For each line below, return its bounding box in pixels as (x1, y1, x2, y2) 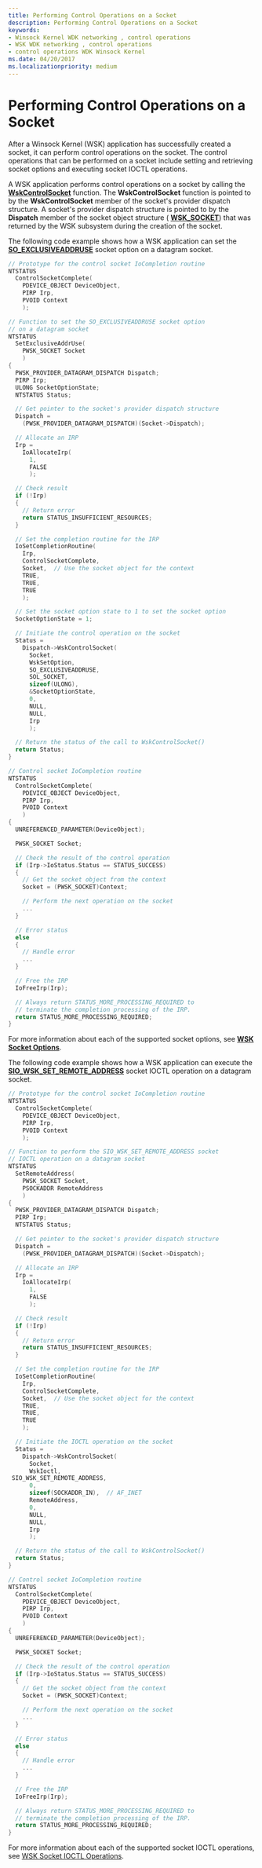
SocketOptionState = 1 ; (15, 615, 93, 623)
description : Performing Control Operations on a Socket (8, 19, 198, 27)
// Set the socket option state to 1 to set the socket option (15, 608, 226, 616)
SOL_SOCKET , (28, 673, 68, 681)
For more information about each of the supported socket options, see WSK (8, 1035, 254, 1044)
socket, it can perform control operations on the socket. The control (8, 147, 227, 157)
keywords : (8, 26, 41, 34)
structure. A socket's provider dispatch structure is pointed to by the (8, 204, 229, 214)
